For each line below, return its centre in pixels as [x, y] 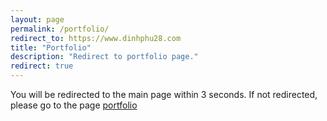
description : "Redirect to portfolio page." [104, 57]
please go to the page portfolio [74, 105]
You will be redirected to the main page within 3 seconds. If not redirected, [164, 94]
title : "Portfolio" [51, 47]
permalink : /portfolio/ [60, 29]
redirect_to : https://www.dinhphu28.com [96, 38]
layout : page [37, 19]
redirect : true [42, 66]
